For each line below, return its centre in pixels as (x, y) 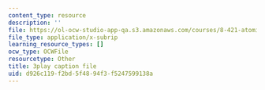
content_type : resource (47, 15)
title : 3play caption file (52, 67)
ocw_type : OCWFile (38, 52)
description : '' (35, 23)
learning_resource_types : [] (56, 45)
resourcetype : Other (42, 59)
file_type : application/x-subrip (63, 37)
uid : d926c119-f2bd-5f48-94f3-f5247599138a (81, 74)
